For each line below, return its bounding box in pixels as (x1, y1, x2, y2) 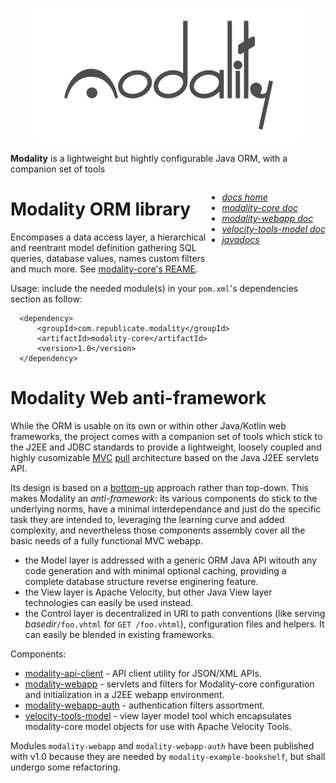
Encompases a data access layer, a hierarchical (10, 231, 207, 243)
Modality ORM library (10, 198, 192, 221)
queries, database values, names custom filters (10, 252, 206, 264)
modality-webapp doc (221, 213, 314, 224)
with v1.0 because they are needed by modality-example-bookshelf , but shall (10, 750, 326, 762)
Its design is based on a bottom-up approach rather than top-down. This (10, 481, 309, 493)
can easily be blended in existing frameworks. (24, 628, 215, 640)
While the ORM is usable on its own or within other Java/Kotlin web (10, 419, 287, 432)
